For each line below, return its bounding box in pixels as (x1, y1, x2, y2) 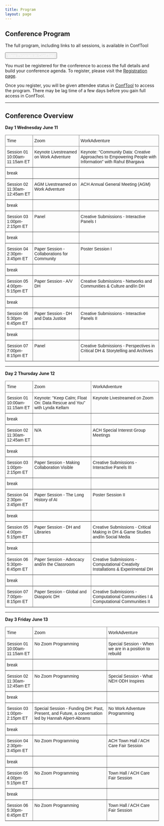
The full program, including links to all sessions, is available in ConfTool (5, 42, 149, 49)
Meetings (92, 433, 111, 438)
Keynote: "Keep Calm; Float (34, 395, 87, 401)
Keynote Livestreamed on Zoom (92, 395, 154, 401)
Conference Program (5, 30, 70, 38)
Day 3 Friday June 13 (5, 616, 48, 622)
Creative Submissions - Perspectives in (80, 343, 155, 349)
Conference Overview (5, 112, 74, 120)
